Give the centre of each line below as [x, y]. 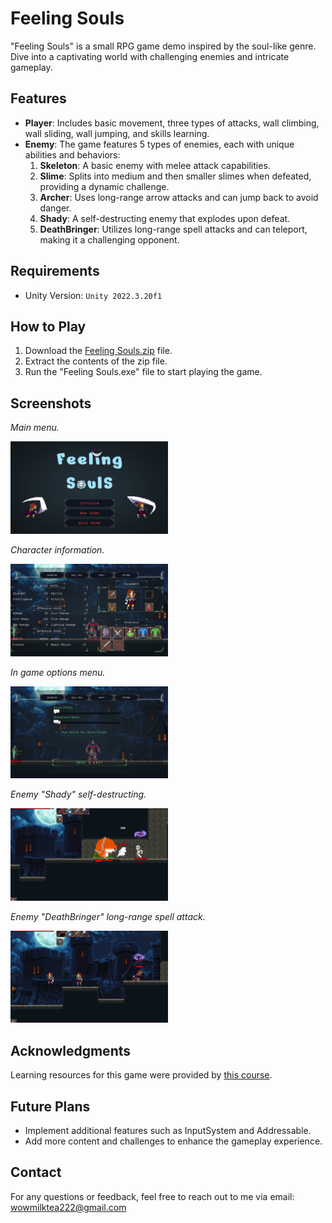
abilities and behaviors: [72, 154]
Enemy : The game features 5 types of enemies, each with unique [159, 144]
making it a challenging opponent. [109, 239]
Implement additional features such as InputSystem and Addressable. [168, 1131]
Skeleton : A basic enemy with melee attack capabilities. [155, 165]
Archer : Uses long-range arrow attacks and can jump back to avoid [179, 197]
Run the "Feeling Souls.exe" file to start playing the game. [143, 372]
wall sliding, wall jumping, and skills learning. [117, 133]
